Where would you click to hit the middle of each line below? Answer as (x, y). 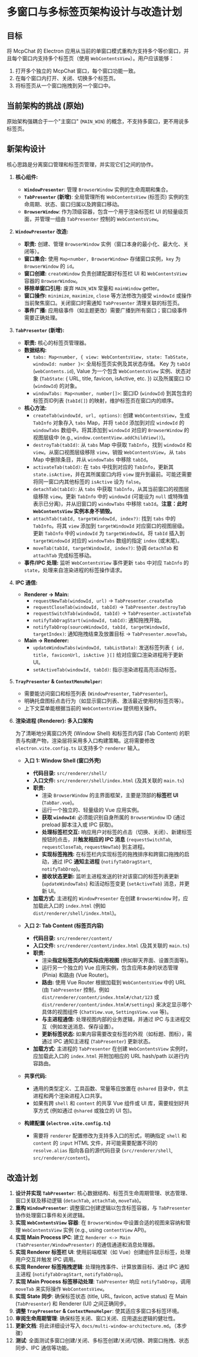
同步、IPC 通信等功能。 (44, 1348)
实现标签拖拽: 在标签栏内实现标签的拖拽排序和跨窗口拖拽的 (113, 854)
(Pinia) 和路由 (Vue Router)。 (77, 975)
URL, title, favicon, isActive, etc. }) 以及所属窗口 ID (130, 378)
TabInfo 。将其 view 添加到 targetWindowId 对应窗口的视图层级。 (110, 526)
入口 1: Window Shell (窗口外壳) (63, 760)
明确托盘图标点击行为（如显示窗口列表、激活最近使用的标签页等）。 (105, 701)
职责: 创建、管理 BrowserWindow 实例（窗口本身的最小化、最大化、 (104, 244)
